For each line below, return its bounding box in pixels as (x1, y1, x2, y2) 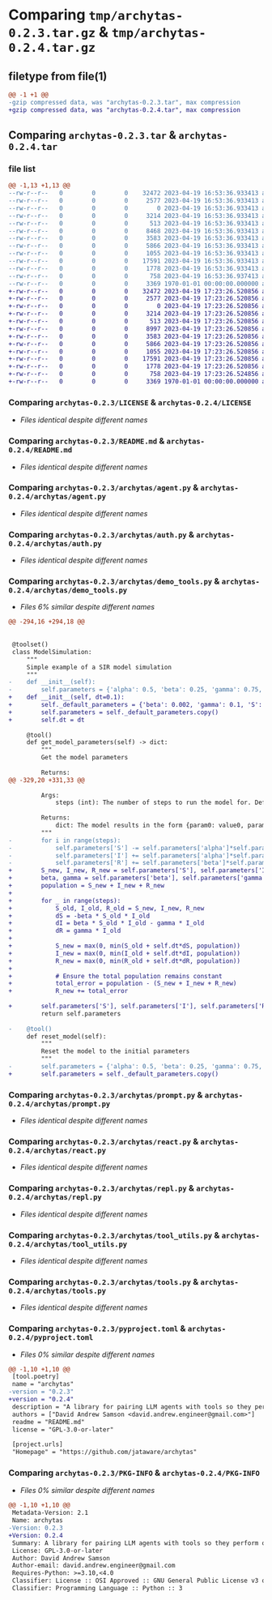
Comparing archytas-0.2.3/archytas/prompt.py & (8, 1089, 203, 1100)
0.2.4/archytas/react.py (8, 1146, 107, 1156)
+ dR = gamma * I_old (8, 926, 121, 935)
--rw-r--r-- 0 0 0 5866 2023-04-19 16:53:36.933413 (8, 242, 259, 250)
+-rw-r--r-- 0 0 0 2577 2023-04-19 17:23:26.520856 (8, 294, 259, 303)
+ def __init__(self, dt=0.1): (8, 693, 125, 702)
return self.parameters (40, 1009, 121, 1018)
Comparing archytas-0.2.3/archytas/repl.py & (8, 1183, 195, 1194)
